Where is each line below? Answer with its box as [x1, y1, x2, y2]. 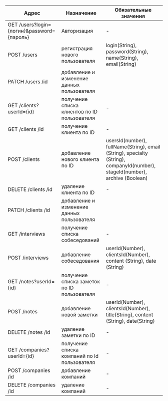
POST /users [7, 51, 37, 58]
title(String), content [105, 311, 153, 318]
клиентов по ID [61, 108, 98, 115]
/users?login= [19, 21, 51, 28]
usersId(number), [105, 137, 147, 144]
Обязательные [114, 7, 151, 13]
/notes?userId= [19, 278, 55, 285]
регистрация [61, 45, 93, 52]
